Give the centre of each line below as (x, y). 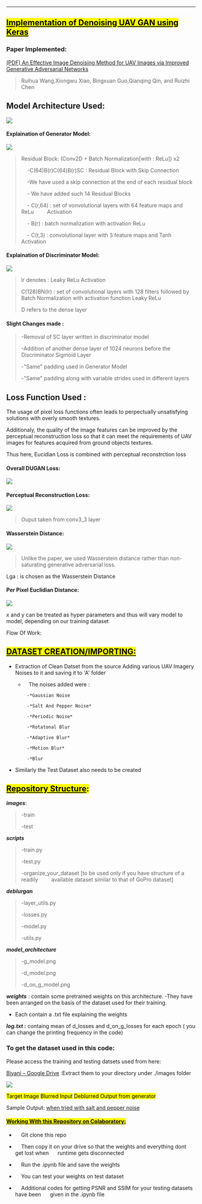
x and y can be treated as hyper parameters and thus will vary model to (95, 615)
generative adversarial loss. (81, 565)
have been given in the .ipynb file (60, 1194)
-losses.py (34, 915)
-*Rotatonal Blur (48, 727)
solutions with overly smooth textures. (54, 418)
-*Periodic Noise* (50, 716)
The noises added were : (59, 684)
